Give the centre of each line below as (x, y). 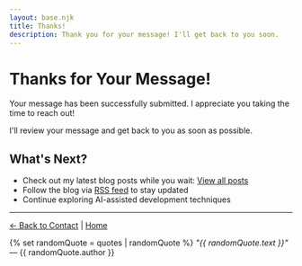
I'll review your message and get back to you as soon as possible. (131, 130)
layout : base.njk (42, 18)
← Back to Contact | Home (58, 226)
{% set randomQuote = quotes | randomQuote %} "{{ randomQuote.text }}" (149, 243)
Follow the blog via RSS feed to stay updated (105, 191)
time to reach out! (42, 113)
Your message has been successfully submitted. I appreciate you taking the (150, 103)
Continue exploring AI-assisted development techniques (126, 199)
